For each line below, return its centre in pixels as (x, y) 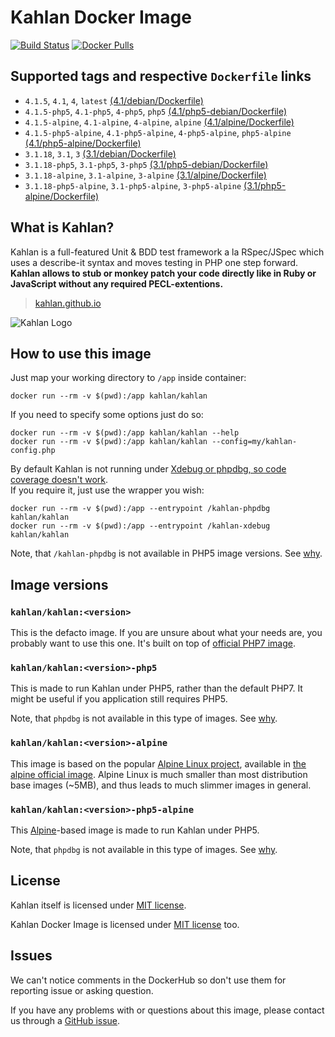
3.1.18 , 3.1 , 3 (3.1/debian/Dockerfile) (100, 153)
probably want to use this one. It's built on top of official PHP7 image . (153, 643)
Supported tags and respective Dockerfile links (161, 76)
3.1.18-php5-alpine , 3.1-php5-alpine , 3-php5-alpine (133, 185)
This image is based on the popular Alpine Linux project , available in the (158, 763)
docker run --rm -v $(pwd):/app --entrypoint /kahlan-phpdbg (140, 509)
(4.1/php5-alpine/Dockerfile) (83, 143)
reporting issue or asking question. (82, 990)
